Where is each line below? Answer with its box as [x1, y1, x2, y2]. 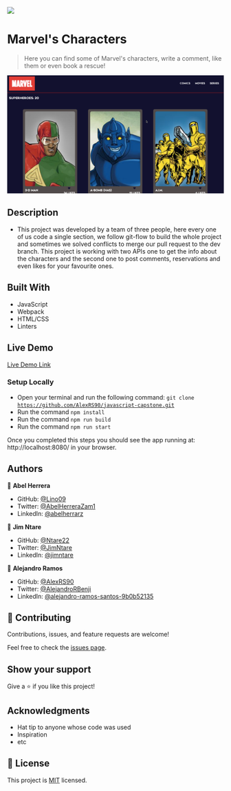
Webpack [16, 307, 45, 316]
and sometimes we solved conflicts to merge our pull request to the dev [16, 240, 221, 248]
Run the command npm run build [16, 415, 111, 423]
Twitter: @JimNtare [16, 543, 72, 551]
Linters [16, 322, 37, 330]
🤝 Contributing [7, 612, 71, 624]
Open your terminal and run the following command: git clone [16, 393, 195, 401]
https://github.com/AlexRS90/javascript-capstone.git [16, 402, 175, 409]
